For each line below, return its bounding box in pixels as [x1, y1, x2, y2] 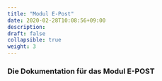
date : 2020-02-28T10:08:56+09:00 [7, 17, 106, 24]
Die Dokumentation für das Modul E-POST [7, 66, 155, 76]
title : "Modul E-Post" [7, 10, 74, 18]
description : [7, 23, 46, 30]
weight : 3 [7, 43, 37, 50]
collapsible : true [7, 37, 62, 44]
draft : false [7, 30, 46, 37]
